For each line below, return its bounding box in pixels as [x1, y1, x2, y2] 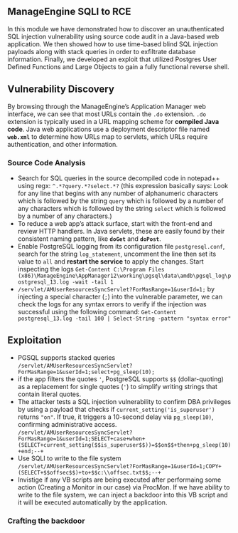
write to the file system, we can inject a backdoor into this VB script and [17, 490, 229, 499]
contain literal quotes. [17, 390, 82, 398]
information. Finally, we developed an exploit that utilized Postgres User [7, 55, 217, 63]
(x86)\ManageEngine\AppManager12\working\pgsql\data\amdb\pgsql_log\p [17, 272, 232, 279]
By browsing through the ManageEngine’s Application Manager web [7, 102, 206, 110]
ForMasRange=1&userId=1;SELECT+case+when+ [17, 435, 146, 443]
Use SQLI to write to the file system [17, 454, 121, 462]
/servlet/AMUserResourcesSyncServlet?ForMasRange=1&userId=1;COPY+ [17, 462, 222, 470]
